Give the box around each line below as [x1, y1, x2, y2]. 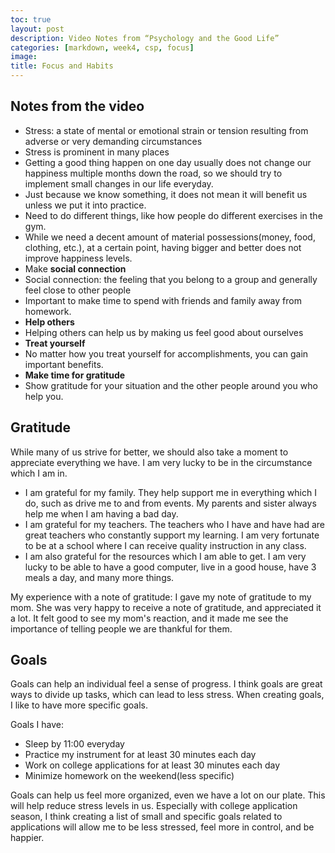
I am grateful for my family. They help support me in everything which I [24, 486, 317, 498]
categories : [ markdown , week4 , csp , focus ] [10, 42, 195, 53]
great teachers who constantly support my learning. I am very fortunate [24, 529, 320, 541]
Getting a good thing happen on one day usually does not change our [24, 156, 312, 168]
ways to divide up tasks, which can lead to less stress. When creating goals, [10, 689, 325, 701]
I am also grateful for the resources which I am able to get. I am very [24, 550, 307, 562]
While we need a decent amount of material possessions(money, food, [24, 231, 316, 243]
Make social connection [24, 262, 127, 275]
